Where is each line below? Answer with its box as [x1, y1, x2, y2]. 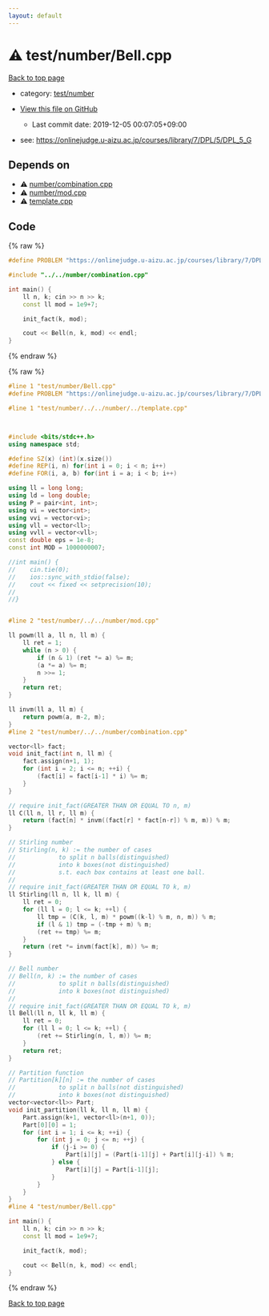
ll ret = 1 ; [22, 639, 62, 647]
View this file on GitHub [19, 103, 98, 113]
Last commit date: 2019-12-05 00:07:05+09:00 [31, 119, 187, 129]
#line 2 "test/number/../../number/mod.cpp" [8, 617, 159, 626]
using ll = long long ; [8, 484, 84, 492]
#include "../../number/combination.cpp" [8, 271, 149, 279]
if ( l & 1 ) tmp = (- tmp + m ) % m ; [37, 920, 152, 929]
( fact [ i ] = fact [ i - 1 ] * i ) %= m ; [37, 772, 149, 780]
